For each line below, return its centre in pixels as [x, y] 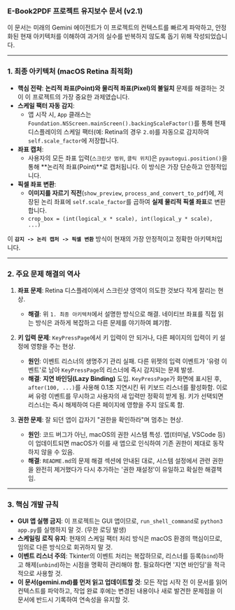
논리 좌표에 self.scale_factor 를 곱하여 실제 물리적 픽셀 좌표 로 [127, 201]
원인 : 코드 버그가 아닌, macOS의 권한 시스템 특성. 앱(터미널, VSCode [122, 434]
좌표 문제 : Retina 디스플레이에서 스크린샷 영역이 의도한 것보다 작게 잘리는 [117, 290]
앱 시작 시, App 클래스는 [59, 114]
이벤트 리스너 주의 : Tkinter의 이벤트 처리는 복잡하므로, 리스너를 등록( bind [117, 556]
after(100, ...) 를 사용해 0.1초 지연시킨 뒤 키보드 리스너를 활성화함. [121, 387]
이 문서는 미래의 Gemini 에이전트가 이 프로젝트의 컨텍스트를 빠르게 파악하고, [111, 28]
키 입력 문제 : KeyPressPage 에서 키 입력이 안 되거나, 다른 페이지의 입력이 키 [117, 337]
